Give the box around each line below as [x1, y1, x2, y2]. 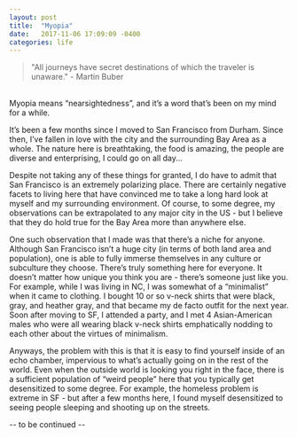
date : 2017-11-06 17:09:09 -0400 [9, 29, 141, 38]
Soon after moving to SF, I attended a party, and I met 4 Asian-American [9, 309, 273, 320]
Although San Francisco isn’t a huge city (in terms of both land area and [9, 244, 272, 254]
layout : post [9, 12, 58, 22]
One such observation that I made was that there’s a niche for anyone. [9, 234, 266, 245]
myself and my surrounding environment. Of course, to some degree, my [9, 199, 276, 209]
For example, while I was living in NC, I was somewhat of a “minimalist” [9, 281, 269, 293]
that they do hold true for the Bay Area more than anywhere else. [9, 217, 246, 228]
